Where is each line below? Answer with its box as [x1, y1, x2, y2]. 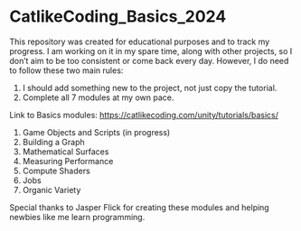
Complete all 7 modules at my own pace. [22, 92, 174, 103]
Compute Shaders [22, 165, 90, 176]
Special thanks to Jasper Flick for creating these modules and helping [9, 201, 269, 213]
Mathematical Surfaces [22, 146, 109, 157]
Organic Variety [22, 184, 81, 195]
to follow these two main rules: [9, 65, 124, 76]
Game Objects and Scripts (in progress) [22, 126, 171, 137]
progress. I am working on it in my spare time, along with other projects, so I [9, 45, 293, 56]
